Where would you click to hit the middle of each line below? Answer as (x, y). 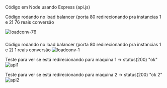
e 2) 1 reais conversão (28, 50)
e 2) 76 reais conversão (30, 22)
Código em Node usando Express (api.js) (48, 7)
